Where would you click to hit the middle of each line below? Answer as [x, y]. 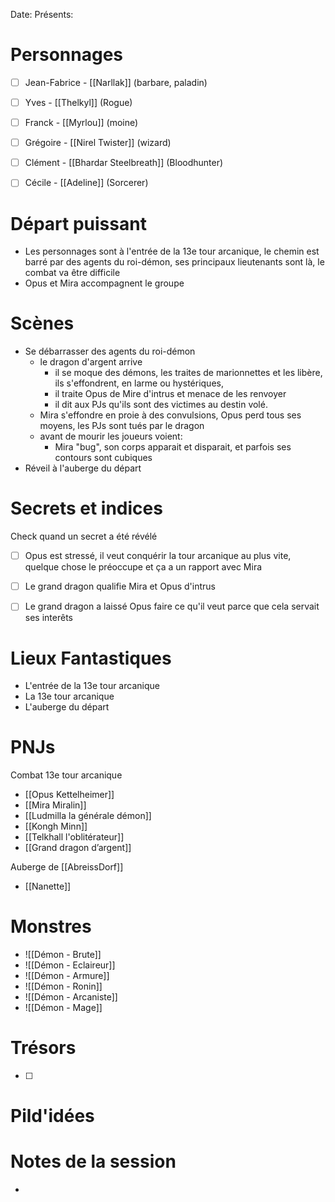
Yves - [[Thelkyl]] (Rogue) [78, 102]
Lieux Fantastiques [91, 658]
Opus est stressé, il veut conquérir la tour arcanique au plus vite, [158, 556]
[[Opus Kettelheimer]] [69, 795]
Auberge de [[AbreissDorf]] [67, 867]
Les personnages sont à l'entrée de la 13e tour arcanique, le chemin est [172, 251]
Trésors [43, 1048]
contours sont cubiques [103, 458]
